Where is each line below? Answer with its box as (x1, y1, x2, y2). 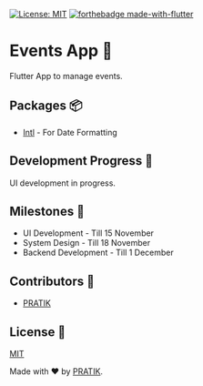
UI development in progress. (9, 178, 117, 188)
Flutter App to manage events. (9, 70, 123, 81)
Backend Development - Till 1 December (22, 247, 175, 259)
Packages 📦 (9, 98, 83, 114)
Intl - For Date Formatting (22, 127, 118, 137)
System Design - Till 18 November (22, 238, 151, 249)
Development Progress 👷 (9, 153, 153, 168)
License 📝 (9, 324, 66, 340)
